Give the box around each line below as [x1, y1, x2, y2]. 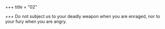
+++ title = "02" [5, 4, 38, 10]
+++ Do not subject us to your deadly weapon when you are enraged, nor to [5, 14, 161, 19]
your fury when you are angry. [5, 19, 67, 24]
